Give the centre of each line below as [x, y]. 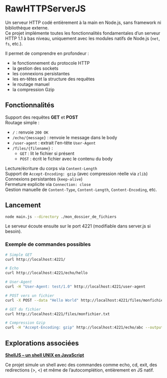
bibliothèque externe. [27, 27]
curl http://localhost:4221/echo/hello [46, 273]
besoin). [14, 231]
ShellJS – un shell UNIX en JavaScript [45, 355]
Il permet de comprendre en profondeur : [47, 53]
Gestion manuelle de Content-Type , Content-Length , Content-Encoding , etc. [81, 189]
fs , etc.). [14, 43]
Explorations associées [42, 343]
